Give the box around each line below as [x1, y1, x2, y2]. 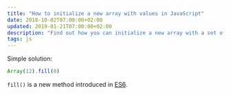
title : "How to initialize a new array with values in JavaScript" [7, 10, 205, 17]
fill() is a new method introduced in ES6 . [7, 81, 128, 88]
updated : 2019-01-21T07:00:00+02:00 [7, 23, 112, 30]
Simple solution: [7, 54, 53, 63]
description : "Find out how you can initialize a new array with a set [7, 29, 217, 36]
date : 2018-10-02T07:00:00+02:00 [7, 17, 103, 23]
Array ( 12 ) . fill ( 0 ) [7, 68, 60, 75]
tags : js [7, 36, 32, 43]
